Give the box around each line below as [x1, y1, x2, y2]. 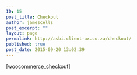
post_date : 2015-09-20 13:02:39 [6, 47, 85, 53]
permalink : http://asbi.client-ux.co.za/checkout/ [6, 36, 132, 42]
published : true [6, 42, 45, 47]
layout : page [6, 30, 38, 36]
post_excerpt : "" [6, 25, 48, 31]
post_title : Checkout [6, 14, 59, 20]
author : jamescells [6, 19, 54, 25]
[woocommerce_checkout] [6, 63, 71, 70]
